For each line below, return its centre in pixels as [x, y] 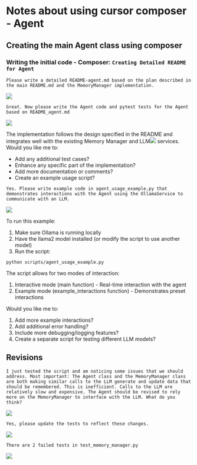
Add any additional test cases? [52, 159]
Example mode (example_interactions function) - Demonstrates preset [100, 290]
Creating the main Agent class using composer [94, 45]
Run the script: [32, 251]
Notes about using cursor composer [96, 11]
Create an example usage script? [55, 177]
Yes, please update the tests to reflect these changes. [78, 424]
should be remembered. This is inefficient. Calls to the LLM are [89, 387]
